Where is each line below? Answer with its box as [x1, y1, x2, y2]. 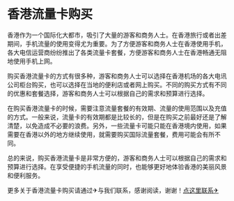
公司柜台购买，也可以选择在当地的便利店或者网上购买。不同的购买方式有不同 [7, 80, 227, 89]
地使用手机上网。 [7, 57, 56, 65]
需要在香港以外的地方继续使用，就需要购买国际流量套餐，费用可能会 [7, 130, 203, 138]
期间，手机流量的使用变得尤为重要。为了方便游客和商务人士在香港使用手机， [7, 39, 227, 47]
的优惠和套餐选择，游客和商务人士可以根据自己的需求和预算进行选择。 [7, 89, 209, 98]
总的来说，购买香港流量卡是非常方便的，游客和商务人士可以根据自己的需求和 [7, 154, 227, 162]
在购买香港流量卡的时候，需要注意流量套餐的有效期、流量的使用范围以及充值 [7, 104, 227, 112]
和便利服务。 [7, 171, 44, 179]
